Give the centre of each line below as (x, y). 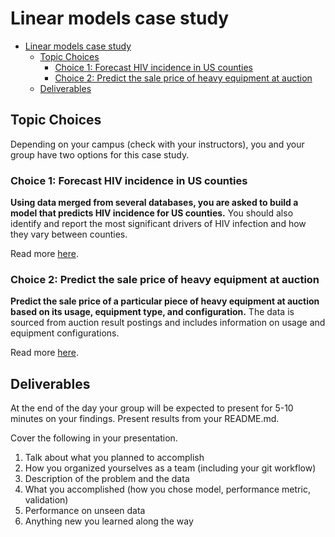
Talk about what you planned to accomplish (114, 458)
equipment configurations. (65, 333)
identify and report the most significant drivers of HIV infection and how (158, 224)
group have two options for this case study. (100, 154)
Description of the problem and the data (107, 479)
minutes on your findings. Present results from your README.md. (145, 419)
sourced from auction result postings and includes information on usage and (168, 323)
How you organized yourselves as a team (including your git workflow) (170, 468)
